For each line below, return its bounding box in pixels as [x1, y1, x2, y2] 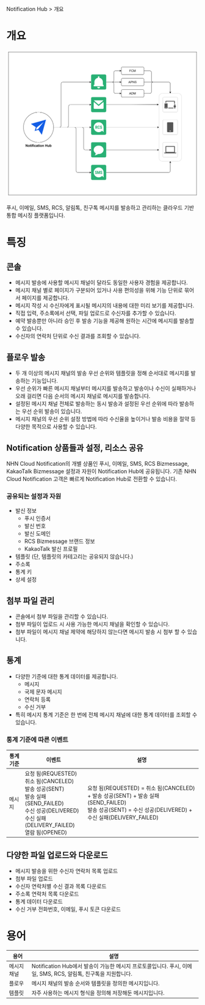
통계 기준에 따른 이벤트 [6, 735, 69, 744]
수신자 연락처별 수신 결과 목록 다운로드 [15, 883, 107, 890]
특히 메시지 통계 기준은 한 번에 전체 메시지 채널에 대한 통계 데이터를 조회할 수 [15, 711, 198, 718]
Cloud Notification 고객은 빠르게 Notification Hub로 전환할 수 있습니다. [6, 475, 178, 482]
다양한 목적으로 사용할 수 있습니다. [15, 423, 97, 430]
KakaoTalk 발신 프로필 [24, 545, 78, 553]
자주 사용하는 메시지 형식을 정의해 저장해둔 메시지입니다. [31, 989, 165, 996]
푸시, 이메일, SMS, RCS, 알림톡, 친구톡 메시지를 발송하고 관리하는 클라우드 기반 [6, 204, 194, 212]
